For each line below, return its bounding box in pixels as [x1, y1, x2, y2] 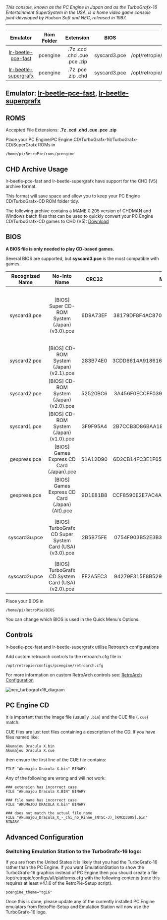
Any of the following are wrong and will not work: [5, 775, 106, 781]
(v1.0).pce [50, 435, 75, 442]
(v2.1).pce [50, 369, 75, 376]
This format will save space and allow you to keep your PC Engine [5, 193, 140, 199]
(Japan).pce [48, 468, 76, 475]
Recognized [11, 272, 40, 279]
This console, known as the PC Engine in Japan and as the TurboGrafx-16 [5, 4, 158, 10]
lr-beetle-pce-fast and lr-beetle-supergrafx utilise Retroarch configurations [5, 644, 159, 650]
